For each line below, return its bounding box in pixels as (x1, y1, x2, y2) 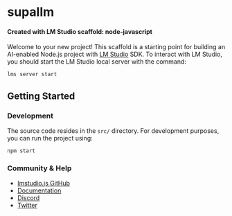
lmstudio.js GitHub (17, 179, 71, 188)
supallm (7, 4, 55, 20)
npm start (7, 147, 36, 154)
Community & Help (7, 163, 72, 173)
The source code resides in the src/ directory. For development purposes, (7, 126, 220, 135)
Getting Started (7, 90, 75, 102)
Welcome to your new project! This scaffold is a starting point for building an (7, 43, 226, 51)
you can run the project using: (7, 134, 93, 142)
